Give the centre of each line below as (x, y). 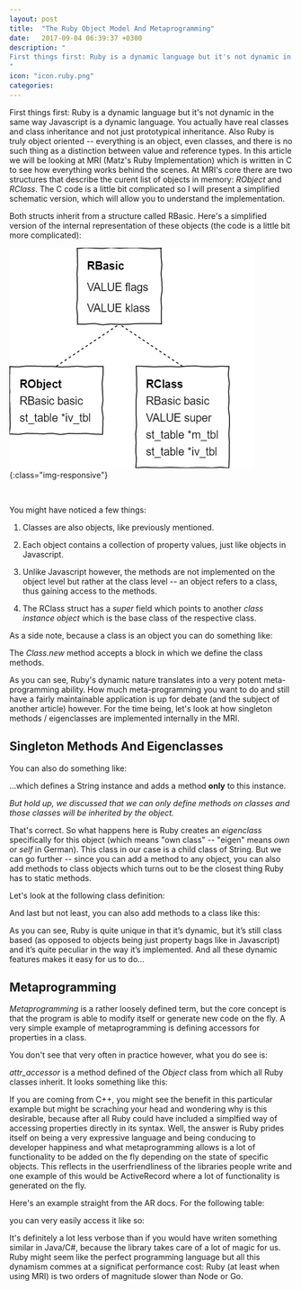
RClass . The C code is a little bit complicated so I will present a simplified (145, 188)
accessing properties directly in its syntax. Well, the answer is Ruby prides (147, 1128)
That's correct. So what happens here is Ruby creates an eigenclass (136, 830)
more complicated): (46, 235)
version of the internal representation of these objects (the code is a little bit (150, 225)
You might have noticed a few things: (78, 510)
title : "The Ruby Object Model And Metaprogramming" (112, 28)
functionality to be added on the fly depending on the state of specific (139, 1157)
